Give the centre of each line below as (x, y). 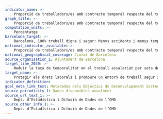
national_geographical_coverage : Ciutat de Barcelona (61, 55)
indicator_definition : (28, 82)
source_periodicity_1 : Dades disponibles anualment (58, 91)
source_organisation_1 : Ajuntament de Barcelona (55, 59)
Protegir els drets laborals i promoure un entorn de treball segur (84, 77)
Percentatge (26, 32)
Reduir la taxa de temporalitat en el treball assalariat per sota (83, 68)
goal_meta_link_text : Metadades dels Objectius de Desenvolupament (75, 86)
